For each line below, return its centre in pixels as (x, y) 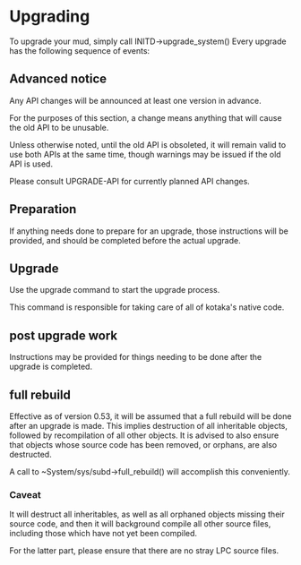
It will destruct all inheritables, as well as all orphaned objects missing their (147, 514)
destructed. (30, 454)
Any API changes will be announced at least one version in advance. (135, 100)
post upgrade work (64, 335)
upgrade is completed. (51, 367)
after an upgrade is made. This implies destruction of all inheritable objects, (149, 426)
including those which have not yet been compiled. (103, 534)
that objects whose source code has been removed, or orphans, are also (143, 445)
